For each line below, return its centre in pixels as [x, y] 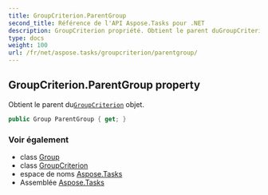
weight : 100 [28, 46]
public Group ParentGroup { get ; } [67, 119]
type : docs [26, 38]
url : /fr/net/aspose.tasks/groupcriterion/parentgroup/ [103, 53]
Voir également [39, 139]
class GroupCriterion [54, 165]
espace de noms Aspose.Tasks [71, 173]
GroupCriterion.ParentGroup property [104, 85]
